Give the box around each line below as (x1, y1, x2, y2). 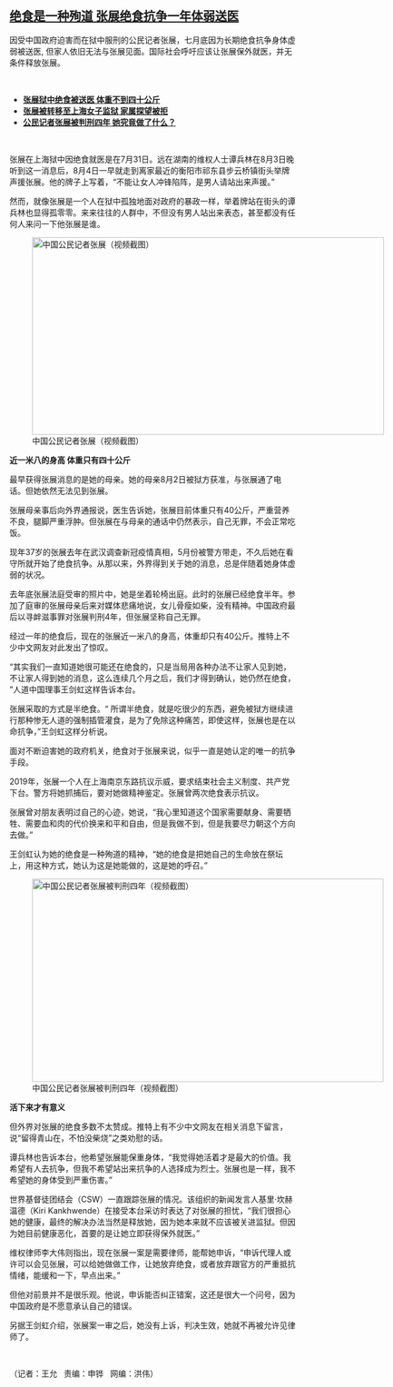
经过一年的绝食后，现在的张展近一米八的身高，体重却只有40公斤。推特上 (9, 630, 282, 641)
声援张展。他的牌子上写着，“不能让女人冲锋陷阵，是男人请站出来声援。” (9, 176, 275, 187)
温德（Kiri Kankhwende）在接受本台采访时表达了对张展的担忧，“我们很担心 (9, 1204, 291, 1215)
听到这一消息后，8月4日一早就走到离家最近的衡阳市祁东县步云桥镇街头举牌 (9, 164, 290, 175)
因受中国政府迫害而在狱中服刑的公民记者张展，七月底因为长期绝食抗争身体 (9, 35, 288, 45)
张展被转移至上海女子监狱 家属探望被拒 (22, 105, 169, 116)
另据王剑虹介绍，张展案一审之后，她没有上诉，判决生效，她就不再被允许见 (9, 1320, 288, 1331)
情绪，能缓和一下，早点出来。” (9, 1270, 121, 1281)
